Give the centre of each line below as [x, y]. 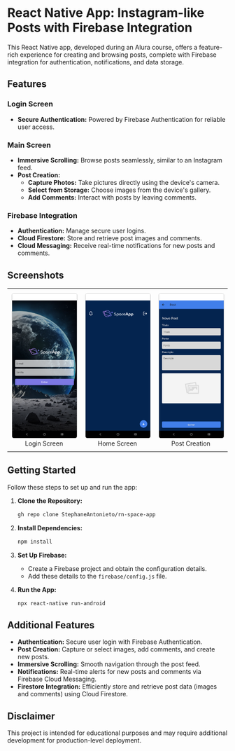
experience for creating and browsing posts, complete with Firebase [118, 55]
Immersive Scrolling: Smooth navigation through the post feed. [109, 664]
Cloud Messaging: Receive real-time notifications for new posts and [116, 246]
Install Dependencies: [50, 528]
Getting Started [42, 470]
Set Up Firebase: [42, 555]
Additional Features [51, 625]
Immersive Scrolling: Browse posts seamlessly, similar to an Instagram [120, 160]
